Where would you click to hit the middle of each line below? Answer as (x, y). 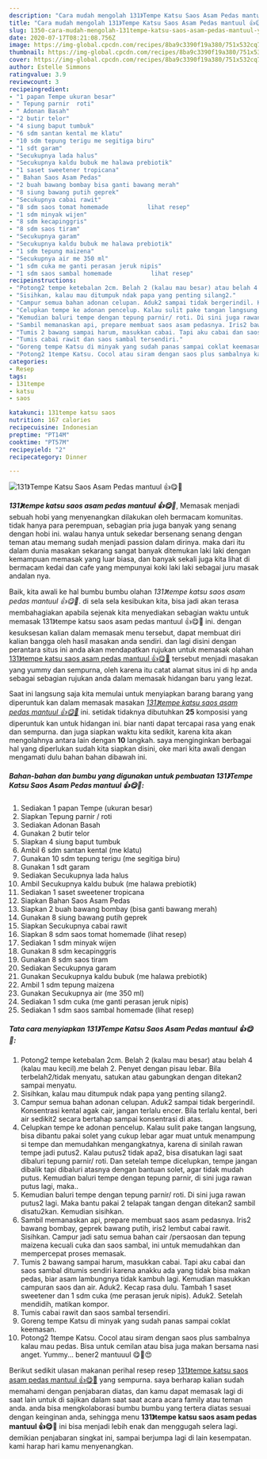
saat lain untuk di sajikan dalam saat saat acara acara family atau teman (126, 1400)
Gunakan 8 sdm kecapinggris (69, 951)
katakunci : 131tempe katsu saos (62, 413)
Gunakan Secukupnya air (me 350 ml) (82, 993)
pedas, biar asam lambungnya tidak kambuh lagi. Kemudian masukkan (135, 1279)
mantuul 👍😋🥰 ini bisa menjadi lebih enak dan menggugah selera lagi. (124, 1427)
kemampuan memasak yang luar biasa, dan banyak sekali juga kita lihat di (130, 559)
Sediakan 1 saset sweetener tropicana (82, 893)
